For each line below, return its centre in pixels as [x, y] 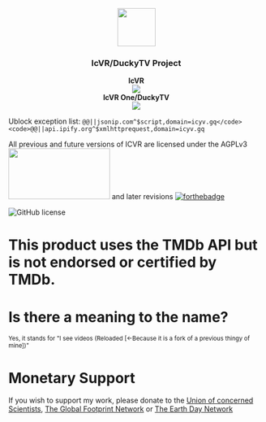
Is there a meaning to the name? [118, 317]
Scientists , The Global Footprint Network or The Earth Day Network [121, 409]
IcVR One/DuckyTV [136, 98]
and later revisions [142, 197]
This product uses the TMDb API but [133, 245]
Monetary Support [72, 378]
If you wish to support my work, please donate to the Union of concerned [131, 400]
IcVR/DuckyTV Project [136, 63]
